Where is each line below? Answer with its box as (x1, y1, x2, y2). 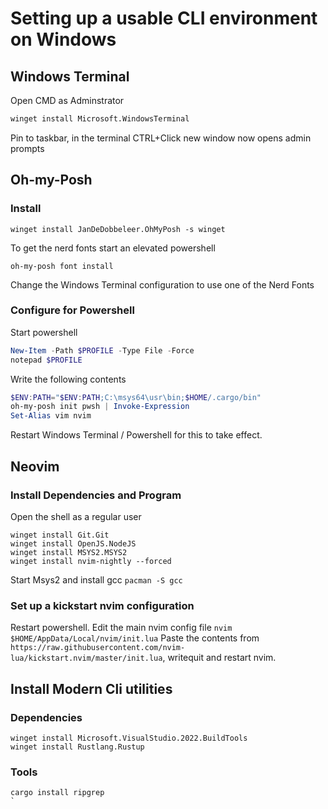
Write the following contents (10, 373, 127, 385)
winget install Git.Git (10, 530, 110, 540)
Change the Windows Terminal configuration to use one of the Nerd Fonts (10, 278, 315, 291)
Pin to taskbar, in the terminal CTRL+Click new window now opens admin (10, 132, 312, 144)
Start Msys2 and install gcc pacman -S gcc (10, 573, 183, 586)
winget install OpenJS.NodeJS (10, 538, 137, 549)
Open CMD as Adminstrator (10, 95, 125, 106)
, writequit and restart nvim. (162, 652, 277, 664)
